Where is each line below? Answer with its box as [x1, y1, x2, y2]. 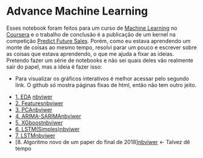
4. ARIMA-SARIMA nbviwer [15, 112, 82, 120]
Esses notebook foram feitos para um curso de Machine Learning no [6, 24, 178, 32]
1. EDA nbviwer [15, 93, 53, 100]
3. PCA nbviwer [15, 106, 53, 113]
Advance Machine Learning [6, 4, 148, 18]
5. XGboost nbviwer [15, 118, 64, 126]
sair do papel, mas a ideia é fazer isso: [6, 63, 102, 70]
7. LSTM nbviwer [15, 132, 56, 139]
